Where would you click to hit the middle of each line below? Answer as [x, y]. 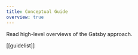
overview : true [25, 17]
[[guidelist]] [21, 46]
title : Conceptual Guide [37, 12]
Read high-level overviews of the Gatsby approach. [69, 34]
